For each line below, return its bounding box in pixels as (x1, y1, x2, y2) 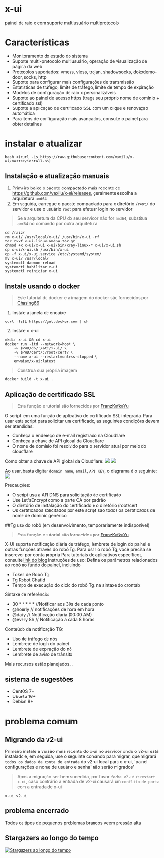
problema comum (5, 716, 78, 727)
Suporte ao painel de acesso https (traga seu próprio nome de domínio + (12, 95, 160, 101)
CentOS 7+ (12, 688, 35, 694)
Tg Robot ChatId (12, 577, 46, 583)
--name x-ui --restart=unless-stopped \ (14, 354, 97, 359)
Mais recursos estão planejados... (5, 661, 73, 667)
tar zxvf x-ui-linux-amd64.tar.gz (5, 239, 76, 243)
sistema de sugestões (5, 675, 74, 683)
